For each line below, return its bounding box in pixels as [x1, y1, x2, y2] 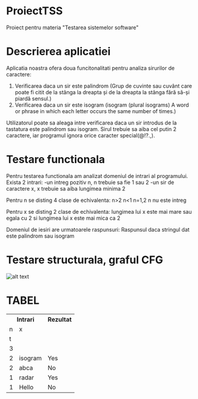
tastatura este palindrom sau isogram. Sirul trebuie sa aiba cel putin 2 [6, 125, 177, 132]
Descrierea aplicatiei [6, 45, 111, 58]
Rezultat [47, 315, 72, 323]
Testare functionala [6, 153, 106, 166]
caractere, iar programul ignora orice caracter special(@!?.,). [6, 132, 155, 139]
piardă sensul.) [14, 95, 52, 102]
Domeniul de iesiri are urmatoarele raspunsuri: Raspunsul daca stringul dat [6, 226, 190, 233]
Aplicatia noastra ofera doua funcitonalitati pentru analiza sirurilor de [6, 64, 175, 71]
